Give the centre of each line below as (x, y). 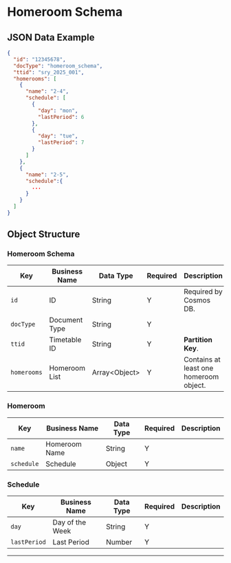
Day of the (69, 522)
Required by (203, 291)
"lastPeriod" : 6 (61, 117)
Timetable (65, 340)
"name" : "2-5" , (47, 175)
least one (198, 368)
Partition (198, 340)
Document (66, 320)
